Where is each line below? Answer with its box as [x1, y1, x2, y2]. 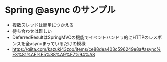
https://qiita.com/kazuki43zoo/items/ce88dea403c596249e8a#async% [12, 46, 161, 52]
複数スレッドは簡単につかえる [12, 22, 74, 28]
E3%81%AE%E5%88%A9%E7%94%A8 [12, 51, 96, 57]
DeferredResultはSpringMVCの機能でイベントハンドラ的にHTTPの [12, 34, 149, 40]
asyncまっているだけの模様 [29, 40, 86, 46]
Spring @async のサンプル [5, 4, 116, 16]
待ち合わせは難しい [12, 28, 52, 34]
